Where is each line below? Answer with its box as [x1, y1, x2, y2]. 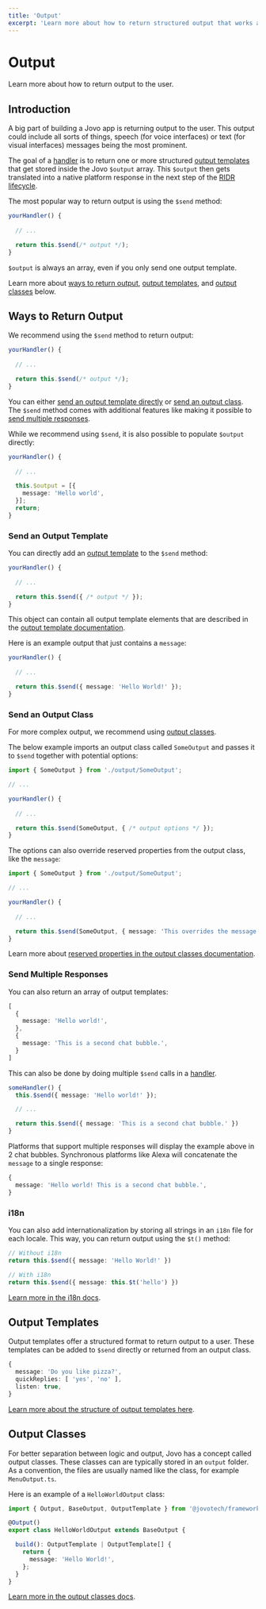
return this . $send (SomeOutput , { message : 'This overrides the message [15, 927, 257, 936]
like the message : [8, 855, 61, 864]
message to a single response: [8, 1159, 104, 1168]
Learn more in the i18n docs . [8, 1292, 101, 1302]
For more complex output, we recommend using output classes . [8, 727, 217, 737]
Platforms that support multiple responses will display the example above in [8, 1141, 255, 1152]
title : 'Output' [8, 11, 62, 20]
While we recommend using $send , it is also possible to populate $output [8, 429, 245, 438]
